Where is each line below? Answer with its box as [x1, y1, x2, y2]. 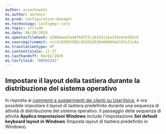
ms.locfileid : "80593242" [5, 58, 59, 63]
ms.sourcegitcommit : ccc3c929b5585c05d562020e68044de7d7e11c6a [5, 40, 139, 45]
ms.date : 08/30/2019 [5, 30, 48, 35]
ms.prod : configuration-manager [5, 16, 72, 21]
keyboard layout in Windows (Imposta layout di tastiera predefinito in [5, 119, 148, 125]
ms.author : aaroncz [5, 12, 46, 17]
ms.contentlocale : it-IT [5, 49, 57, 54]
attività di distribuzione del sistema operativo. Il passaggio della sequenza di [5, 108, 162, 114]
